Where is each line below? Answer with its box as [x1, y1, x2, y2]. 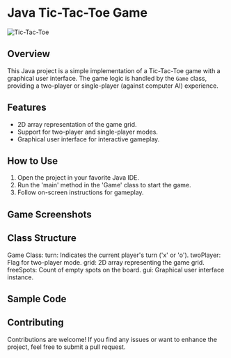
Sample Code [7, 293, 67, 304]
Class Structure [7, 232, 77, 244]
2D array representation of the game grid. [17, 120, 137, 128]
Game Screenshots [7, 208, 92, 220]
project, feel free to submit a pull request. [7, 343, 126, 351]
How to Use [7, 155, 58, 166]
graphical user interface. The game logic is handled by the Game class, [7, 74, 207, 82]
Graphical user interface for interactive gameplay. [17, 134, 160, 143]
